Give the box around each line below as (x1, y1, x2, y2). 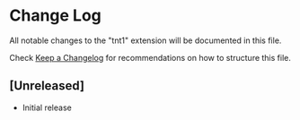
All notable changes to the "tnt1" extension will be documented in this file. (9, 35, 282, 46)
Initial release (22, 102, 72, 113)
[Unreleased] (9, 78, 85, 94)
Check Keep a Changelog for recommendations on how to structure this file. (9, 52, 292, 63)
